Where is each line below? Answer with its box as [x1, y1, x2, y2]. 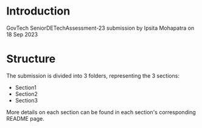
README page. [6, 115, 44, 122]
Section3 [15, 96, 38, 104]
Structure [6, 52, 56, 66]
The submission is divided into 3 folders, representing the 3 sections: [6, 72, 179, 79]
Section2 [15, 90, 38, 98]
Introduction [6, 4, 71, 18]
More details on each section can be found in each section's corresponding [6, 108, 196, 116]
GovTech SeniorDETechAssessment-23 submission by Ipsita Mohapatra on [6, 24, 195, 32]
